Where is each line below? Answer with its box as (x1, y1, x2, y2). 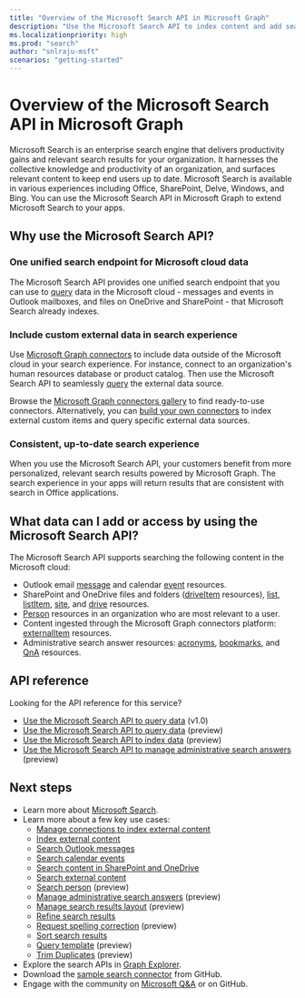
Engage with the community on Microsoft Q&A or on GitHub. (22, 978, 249, 989)
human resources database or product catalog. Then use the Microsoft (9, 368, 275, 378)
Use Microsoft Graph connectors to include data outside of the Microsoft (9, 348, 281, 359)
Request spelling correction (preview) (35, 920, 177, 931)
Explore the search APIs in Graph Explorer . (22, 959, 182, 970)
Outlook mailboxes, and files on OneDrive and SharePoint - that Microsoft (9, 296, 284, 307)
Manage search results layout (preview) (35, 901, 185, 912)
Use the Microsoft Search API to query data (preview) (22, 724, 224, 735)
